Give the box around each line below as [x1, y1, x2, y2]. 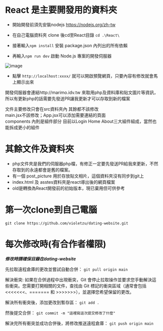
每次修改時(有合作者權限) [5, 239, 107, 249]
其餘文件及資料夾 [5, 143, 75, 155]
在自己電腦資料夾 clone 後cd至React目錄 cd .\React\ [12, 32, 120, 38]
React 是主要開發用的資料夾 [5, 4, 117, 16]
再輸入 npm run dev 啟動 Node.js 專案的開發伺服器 [12, 53, 112, 59]
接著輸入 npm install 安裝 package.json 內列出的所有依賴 [12, 42, 128, 48]
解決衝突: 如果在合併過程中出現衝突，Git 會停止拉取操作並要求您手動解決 [5, 276, 152, 282]
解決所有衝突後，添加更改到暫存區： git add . [5, 299, 100, 305]
